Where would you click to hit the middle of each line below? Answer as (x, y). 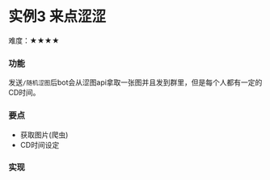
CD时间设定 (40, 144)
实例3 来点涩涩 (57, 17)
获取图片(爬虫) (44, 135)
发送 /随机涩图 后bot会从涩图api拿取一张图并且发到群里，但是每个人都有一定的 (135, 82)
